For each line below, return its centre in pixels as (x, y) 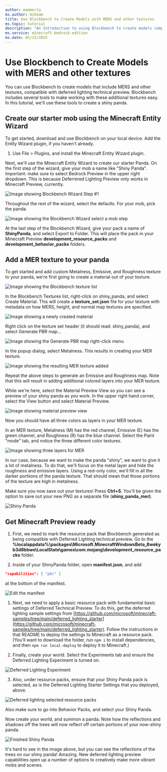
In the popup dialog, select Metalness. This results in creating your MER (79, 351)
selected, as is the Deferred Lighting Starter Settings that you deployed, (86, 685)
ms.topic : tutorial (25, 24)
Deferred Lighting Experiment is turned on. (56, 660)
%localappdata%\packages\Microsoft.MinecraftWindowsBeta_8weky (86, 544)
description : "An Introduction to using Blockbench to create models (79, 28)
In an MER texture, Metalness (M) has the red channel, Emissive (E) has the (82, 430)
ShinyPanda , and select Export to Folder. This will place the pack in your (80, 233)
